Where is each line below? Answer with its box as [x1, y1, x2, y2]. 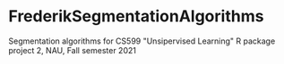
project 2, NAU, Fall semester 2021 [8, 44, 136, 55]
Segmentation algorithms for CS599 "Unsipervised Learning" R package [8, 36, 276, 46]
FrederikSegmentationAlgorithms [8, 6, 264, 27]
